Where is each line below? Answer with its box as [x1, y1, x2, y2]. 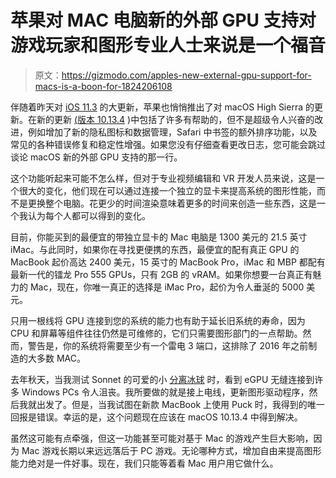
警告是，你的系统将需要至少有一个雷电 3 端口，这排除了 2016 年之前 [27, 339, 309, 351]
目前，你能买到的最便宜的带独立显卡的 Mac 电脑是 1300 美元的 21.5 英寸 [10, 231, 308, 243]
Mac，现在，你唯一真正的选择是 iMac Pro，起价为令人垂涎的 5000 [29, 281, 305, 293]
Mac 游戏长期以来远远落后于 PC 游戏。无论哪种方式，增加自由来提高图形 [21, 444, 322, 456]
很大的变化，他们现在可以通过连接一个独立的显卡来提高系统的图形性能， [18, 184, 317, 196]
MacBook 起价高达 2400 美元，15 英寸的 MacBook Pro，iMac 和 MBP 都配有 [10, 256, 326, 268]
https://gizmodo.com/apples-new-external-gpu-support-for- [61, 69, 312, 81]
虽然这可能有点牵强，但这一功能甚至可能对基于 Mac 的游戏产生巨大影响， [10, 432, 314, 444]
